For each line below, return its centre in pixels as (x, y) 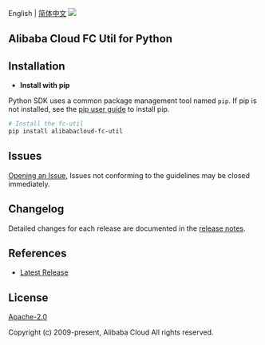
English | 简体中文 (38, 13)
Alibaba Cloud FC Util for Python (91, 39)
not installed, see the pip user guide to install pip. (89, 109)
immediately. (29, 184)
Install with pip (45, 85)
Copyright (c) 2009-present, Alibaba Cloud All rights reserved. (111, 332)
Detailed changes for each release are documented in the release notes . (127, 228)
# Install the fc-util (46, 124)
